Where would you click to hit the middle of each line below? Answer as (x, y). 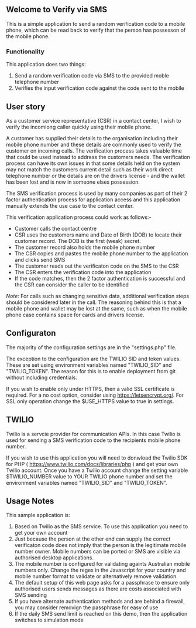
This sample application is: (38, 515)
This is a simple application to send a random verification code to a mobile (96, 23)
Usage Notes (30, 501)
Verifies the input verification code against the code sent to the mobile (99, 88)
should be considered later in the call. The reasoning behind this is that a (94, 302)
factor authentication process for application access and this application (93, 200)
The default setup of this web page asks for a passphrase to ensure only (102, 583)
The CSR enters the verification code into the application (83, 272)
